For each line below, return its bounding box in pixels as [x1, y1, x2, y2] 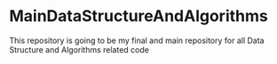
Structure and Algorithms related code [9, 44, 149, 54]
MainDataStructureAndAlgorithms [9, 6, 268, 26]
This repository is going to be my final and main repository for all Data [9, 35, 265, 46]
